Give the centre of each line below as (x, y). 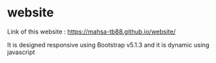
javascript (21, 52)
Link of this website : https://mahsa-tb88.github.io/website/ (91, 32)
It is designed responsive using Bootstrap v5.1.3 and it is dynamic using (108, 45)
